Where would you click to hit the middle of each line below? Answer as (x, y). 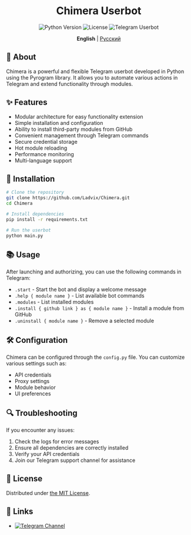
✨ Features (27, 102)
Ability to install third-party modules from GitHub (73, 129)
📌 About (21, 57)
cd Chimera (19, 204)
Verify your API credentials (47, 454)
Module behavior (35, 388)
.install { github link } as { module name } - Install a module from (99, 308)
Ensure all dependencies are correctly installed (71, 448)
